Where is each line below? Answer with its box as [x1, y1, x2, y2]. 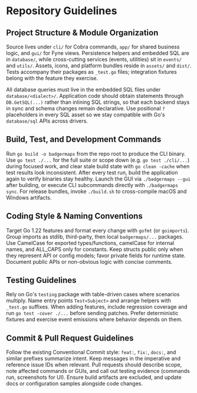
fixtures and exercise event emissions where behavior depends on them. [6, 316, 183, 323]
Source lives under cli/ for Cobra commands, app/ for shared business [6, 43, 180, 50]
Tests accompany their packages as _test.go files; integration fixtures [6, 68, 177, 75]
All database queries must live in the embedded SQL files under [6, 86, 161, 93]
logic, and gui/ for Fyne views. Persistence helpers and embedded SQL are [6, 50, 190, 57]
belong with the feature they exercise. [6, 75, 98, 81]
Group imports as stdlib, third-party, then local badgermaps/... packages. [6, 233, 184, 240]
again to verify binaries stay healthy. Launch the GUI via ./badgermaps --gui [6, 175, 191, 182]
